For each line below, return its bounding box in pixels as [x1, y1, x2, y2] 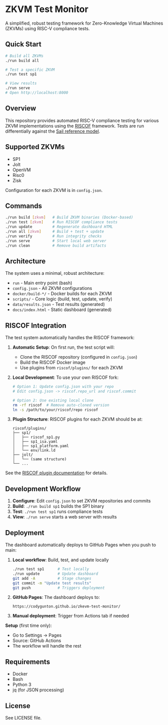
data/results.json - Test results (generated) [12, 301, 105, 307]
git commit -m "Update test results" [12, 580, 92, 586]
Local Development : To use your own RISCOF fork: [12, 374, 119, 380]
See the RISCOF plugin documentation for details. [5, 470, 108, 476]
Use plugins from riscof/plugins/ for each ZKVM [20, 365, 123, 371]
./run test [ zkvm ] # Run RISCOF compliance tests [5, 220, 118, 225]
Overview [5, 104, 37, 113]
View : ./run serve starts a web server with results [12, 514, 117, 520]
